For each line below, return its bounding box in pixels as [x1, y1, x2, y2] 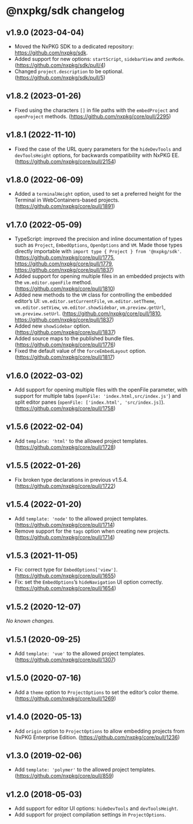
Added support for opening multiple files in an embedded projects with [14, 273, 185, 280]
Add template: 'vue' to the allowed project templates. [14, 649, 146, 657]
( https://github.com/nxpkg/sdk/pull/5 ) [14, 74, 106, 81]
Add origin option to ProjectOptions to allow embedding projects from [14, 727, 185, 734]
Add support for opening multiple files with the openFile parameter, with [14, 386, 188, 393]
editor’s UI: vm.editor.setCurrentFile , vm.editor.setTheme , [14, 298, 156, 305]
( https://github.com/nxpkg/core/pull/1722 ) [14, 482, 116, 489]
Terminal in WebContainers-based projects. [14, 196, 120, 203]
